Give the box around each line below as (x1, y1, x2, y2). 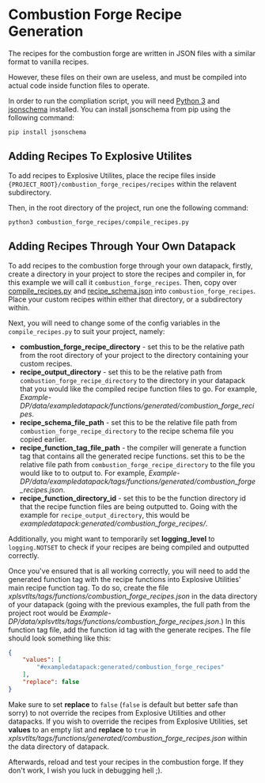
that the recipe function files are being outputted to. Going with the (19, 501, 238, 511)
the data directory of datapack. (8, 742, 109, 751)
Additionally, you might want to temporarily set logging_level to (8, 534, 215, 543)
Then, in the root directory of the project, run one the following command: (8, 203, 249, 212)
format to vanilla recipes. (8, 57, 89, 67)
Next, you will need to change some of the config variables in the (8, 318, 221, 328)
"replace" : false (22, 678, 80, 686)
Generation (8, 22, 84, 40)
